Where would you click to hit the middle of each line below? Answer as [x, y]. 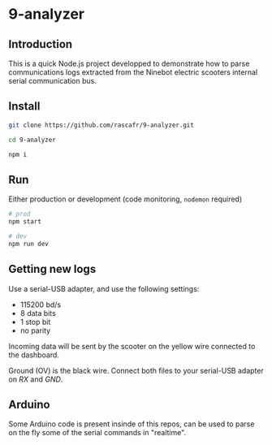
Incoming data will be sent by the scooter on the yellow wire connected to [132, 346]
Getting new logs [52, 269]
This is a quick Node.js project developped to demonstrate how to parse [129, 63]
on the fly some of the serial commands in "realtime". [97, 433]
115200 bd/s [41, 305]
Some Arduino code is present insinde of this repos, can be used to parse [132, 424]
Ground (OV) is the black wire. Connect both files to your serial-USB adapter [136, 370]
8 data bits [38, 313]
